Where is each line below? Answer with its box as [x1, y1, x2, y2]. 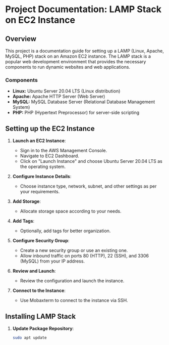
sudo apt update [12, 335, 47, 340]
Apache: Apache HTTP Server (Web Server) [12, 94, 105, 100]
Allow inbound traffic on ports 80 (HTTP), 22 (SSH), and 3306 [20, 253, 149, 259]
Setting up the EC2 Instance [5, 124, 95, 133]
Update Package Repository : [12, 325, 74, 331]
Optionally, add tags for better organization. [20, 228, 111, 234]
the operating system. [20, 163, 66, 170]
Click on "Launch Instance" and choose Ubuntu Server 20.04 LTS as [20, 158, 162, 164]
